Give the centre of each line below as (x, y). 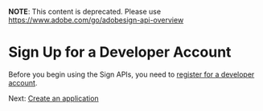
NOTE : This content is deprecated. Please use (85, 12)
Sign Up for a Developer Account (120, 52)
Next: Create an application (53, 98)
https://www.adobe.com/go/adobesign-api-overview (96, 20)
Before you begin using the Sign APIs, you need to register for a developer (131, 74)
